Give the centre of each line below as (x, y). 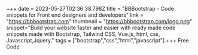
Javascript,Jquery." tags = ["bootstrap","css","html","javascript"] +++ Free (98, 40)
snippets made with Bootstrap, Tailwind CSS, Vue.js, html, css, (83, 34)
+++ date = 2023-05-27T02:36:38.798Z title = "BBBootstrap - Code (90, 9)
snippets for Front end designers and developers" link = (75, 15)
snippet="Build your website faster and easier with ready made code (91, 27)
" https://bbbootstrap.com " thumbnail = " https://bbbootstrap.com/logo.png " (99, 21)
